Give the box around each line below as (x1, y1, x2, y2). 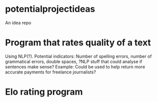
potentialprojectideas (5, 3, 95, 15)
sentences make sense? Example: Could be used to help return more (5, 64, 146, 69)
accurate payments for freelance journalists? (5, 69, 96, 75)
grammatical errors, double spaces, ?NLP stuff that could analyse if (5, 58, 142, 65)
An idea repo (5, 20, 32, 26)
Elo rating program (5, 86, 83, 98)
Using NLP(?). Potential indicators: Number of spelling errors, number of (5, 53, 152, 59)
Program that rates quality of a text (5, 37, 152, 48)
